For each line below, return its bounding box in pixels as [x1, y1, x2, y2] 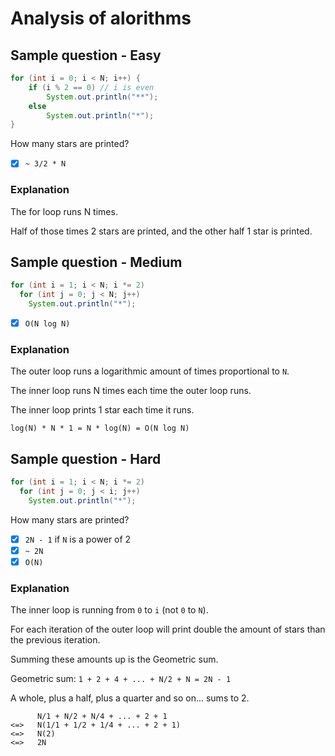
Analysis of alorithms [10, 7, 192, 30]
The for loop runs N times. [10, 205, 118, 217]
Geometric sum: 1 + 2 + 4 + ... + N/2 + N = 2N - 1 [10, 673, 232, 685]
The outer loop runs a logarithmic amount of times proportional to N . [10, 365, 290, 377]
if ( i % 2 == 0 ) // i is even [28, 82, 155, 92]
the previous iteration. [10, 634, 101, 646]
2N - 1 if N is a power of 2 [24, 533, 132, 545]
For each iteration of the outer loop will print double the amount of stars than [10, 623, 326, 636]
